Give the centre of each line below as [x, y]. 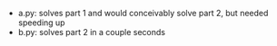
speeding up [41, 23]
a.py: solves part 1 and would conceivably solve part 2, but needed [143, 13]
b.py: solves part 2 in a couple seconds [92, 32]
